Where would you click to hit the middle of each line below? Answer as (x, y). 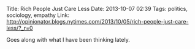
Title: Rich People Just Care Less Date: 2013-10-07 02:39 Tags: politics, (97, 9)
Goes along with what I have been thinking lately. (68, 40)
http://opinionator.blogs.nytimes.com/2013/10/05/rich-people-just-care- (97, 21)
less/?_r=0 (20, 28)
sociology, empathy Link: (38, 15)
